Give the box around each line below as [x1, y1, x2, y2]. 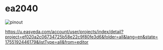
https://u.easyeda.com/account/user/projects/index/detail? [5, 28, 123, 34]
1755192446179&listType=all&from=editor [5, 39, 89, 45]
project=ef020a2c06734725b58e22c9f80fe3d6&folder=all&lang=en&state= [5, 34, 159, 40]
